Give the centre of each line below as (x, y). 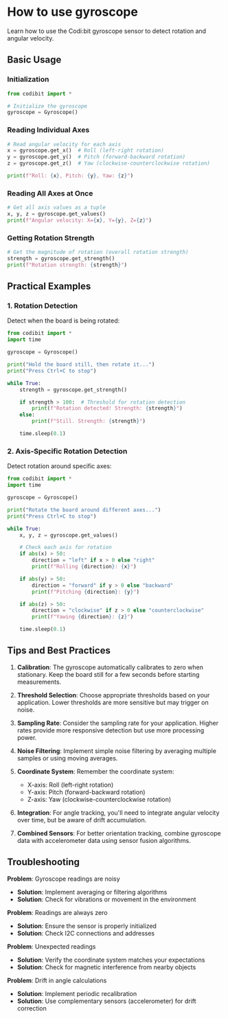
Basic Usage (34, 60)
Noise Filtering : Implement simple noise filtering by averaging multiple (116, 751)
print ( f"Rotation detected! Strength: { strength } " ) (107, 408)
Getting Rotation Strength (51, 238)
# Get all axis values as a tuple (57, 208)
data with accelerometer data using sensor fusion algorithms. (104, 840)
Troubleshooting (44, 862)
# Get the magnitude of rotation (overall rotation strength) (98, 252)
